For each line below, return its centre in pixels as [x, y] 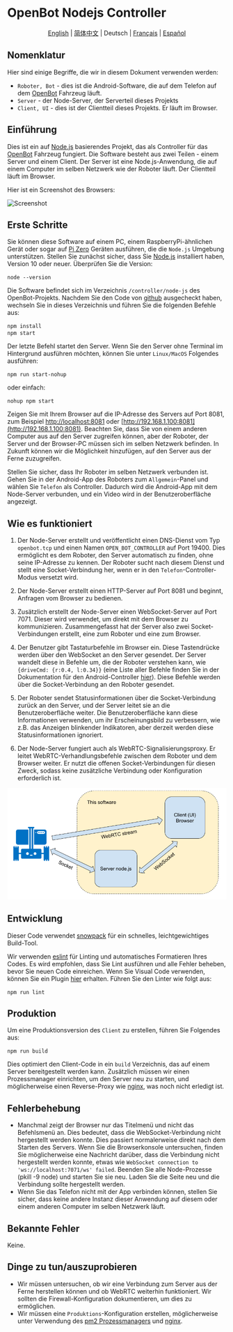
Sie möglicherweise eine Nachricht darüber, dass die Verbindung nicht [118, 1155]
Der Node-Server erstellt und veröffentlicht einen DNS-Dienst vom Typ [119, 541]
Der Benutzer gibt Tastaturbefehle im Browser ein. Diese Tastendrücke [119, 648]
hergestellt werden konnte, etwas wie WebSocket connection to [107, 1162]
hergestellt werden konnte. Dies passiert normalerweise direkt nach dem [121, 1140]
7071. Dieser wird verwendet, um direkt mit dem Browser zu [103, 619]
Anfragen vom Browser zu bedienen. [70, 598]
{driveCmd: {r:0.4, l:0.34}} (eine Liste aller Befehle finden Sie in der [118, 669]
